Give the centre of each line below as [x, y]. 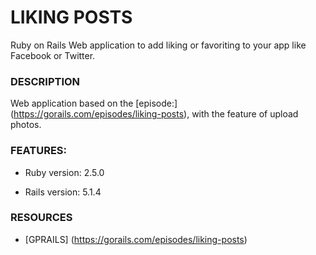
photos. [26, 125]
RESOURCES [41, 218]
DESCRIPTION [45, 81]
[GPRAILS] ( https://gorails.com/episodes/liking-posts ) [136, 239]
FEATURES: [39, 151]
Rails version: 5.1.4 [63, 192]
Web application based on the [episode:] [94, 103]
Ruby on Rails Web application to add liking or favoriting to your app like [158, 45]
